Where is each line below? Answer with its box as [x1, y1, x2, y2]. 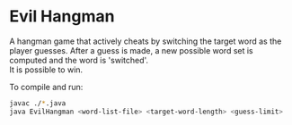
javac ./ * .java [9, 98, 66, 108]
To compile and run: [9, 81, 84, 92]
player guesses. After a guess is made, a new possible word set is [9, 45, 253, 55]
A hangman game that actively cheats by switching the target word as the [9, 36, 282, 46]
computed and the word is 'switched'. [9, 54, 149, 65]
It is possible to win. [9, 64, 84, 75]
